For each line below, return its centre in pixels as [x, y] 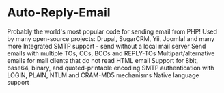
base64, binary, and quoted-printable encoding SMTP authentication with [111, 68]
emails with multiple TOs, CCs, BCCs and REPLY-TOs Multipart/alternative [111, 53]
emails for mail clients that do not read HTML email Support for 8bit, [102, 60]
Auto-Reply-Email [59, 13]
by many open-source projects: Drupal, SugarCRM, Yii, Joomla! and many [111, 38]
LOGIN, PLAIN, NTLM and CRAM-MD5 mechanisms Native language [103, 75]
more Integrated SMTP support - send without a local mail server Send [107, 46]
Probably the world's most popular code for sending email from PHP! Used [112, 31]
